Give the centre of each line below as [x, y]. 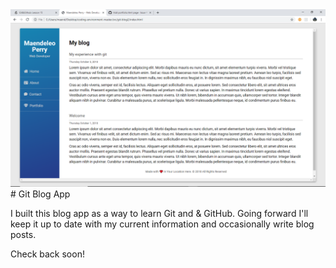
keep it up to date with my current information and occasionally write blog [162, 224]
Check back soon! [47, 254]
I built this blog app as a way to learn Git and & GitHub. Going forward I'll [159, 213]
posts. [23, 234]
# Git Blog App [40, 194]
